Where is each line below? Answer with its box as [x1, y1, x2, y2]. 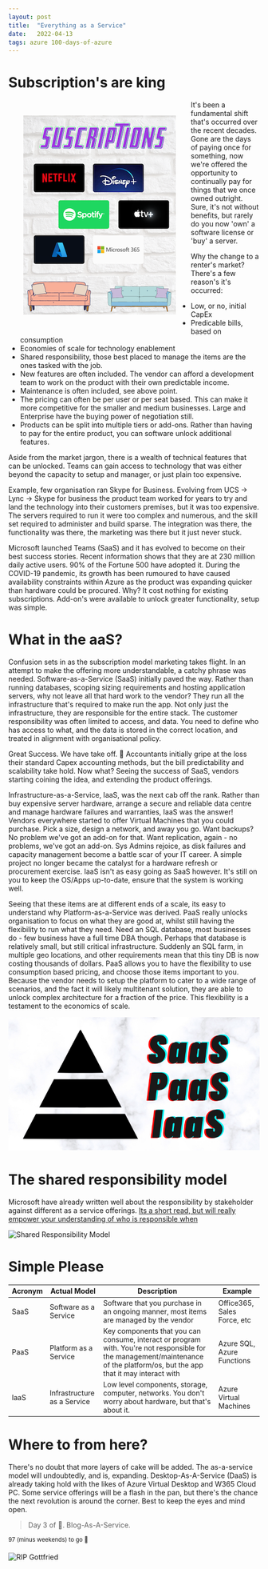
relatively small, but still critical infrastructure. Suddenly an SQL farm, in [8, 942, 243, 951]
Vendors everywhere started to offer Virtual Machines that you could [8, 816, 235, 826]
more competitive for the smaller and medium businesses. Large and [19, 403, 246, 413]
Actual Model [50, 1287, 96, 1296]
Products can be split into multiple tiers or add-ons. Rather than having [19, 420, 253, 430]
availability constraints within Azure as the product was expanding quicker [8, 577, 253, 587]
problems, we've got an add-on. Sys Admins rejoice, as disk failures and [8, 841, 246, 851]
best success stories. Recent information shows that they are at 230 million [8, 552, 255, 562]
